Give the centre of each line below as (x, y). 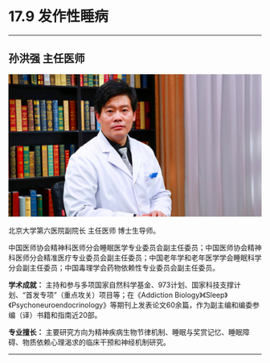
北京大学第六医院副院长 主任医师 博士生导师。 (84, 231)
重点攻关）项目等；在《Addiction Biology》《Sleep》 (146, 295)
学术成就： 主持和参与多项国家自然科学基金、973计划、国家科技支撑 (121, 285)
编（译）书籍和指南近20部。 (55, 316)
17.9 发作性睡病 (58, 16)
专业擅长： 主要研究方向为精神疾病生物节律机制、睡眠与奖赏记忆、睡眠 (125, 332)
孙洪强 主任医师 (47, 58)
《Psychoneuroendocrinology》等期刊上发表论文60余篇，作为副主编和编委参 (134, 305)
